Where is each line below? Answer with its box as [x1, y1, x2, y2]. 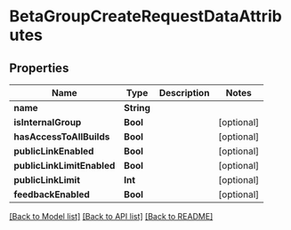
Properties [9, 60, 69, 75]
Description [158, 87, 210, 99]
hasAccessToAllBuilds [13, 131, 110, 143]
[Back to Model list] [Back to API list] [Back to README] [9, 211, 214, 221]
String [124, 102, 151, 114]
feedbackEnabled [13, 188, 91, 201]
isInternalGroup [13, 116, 82, 128]
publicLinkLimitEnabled [13, 160, 116, 171]
